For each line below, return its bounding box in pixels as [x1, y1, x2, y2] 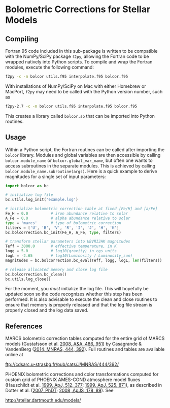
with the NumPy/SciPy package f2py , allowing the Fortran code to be [5, 53, 149, 59]
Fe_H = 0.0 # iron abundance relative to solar [5, 211, 128, 216]
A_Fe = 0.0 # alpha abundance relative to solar [5, 216, 130, 221]
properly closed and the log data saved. [5, 307, 89, 313]
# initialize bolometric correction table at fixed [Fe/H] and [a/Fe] [5, 207, 158, 212]
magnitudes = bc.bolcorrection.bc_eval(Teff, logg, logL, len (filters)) [5, 258, 162, 263]
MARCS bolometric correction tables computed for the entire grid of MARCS [5, 335, 165, 342]
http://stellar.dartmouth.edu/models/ [5, 397, 81, 403]
